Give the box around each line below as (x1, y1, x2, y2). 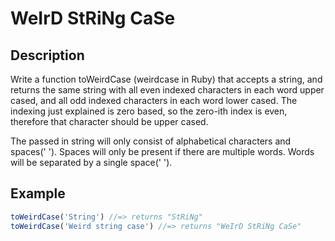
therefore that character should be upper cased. (10, 116, 209, 127)
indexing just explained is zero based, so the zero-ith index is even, (10, 105, 288, 117)
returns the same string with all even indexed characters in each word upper (10, 84, 325, 96)
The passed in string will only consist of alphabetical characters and (10, 135, 292, 147)
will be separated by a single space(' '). (10, 157, 173, 168)
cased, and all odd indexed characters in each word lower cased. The (10, 95, 298, 106)
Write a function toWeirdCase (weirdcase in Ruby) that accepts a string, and (10, 73, 323, 85)
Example (10, 185, 66, 202)
